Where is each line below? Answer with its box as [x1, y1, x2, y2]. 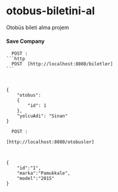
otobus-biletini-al [6, 4, 95, 18]
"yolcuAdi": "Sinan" [17, 113, 68, 119]
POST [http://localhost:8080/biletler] [11, 61, 113, 67]
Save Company [6, 37, 45, 45]
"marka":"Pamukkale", [17, 171, 70, 177]
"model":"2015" [17, 175, 55, 182]
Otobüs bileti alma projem [6, 24, 70, 31]
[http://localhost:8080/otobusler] [6, 139, 95, 145]
